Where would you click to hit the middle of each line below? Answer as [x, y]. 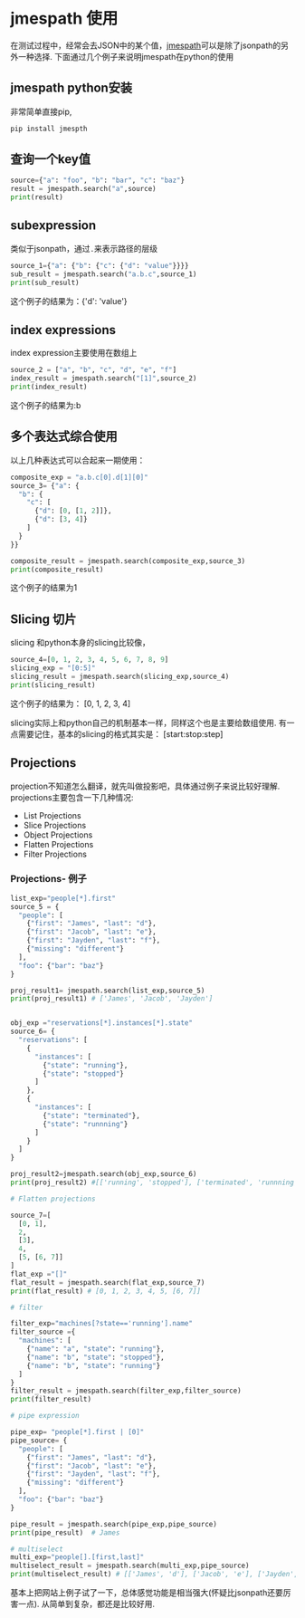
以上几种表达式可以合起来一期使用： [78, 460]
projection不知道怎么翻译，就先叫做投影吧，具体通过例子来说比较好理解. [145, 786]
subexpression [53, 226]
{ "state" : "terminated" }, [92, 1115]
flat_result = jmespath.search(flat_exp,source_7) [108, 1282]
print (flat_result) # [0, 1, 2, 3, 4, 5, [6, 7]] [106, 1291]
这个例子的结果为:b [46, 405]
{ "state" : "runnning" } [86, 1124]
